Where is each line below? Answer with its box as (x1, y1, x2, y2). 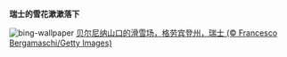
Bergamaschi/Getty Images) (9, 37, 113, 48)
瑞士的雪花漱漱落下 (9, 9, 80, 19)
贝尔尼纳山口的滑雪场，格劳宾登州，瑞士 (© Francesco (75, 28, 278, 38)
